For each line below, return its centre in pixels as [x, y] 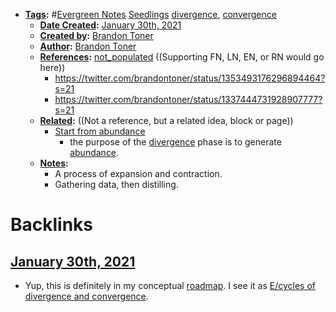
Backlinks [52, 225]
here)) [52, 67]
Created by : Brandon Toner [96, 35]
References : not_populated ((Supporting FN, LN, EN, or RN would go [182, 57]
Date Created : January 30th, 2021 [110, 25]
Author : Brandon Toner [88, 46]
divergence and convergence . [86, 296]
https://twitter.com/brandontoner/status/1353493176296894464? [190, 78]
